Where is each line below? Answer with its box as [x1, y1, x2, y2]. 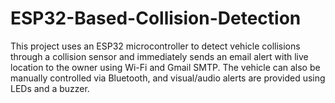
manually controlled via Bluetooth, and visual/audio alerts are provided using [10, 72, 326, 84]
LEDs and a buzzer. [10, 82, 90, 94]
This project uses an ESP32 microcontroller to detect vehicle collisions [10, 40, 301, 52]
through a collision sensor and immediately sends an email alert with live [10, 50, 309, 62]
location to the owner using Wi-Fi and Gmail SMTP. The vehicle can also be [10, 61, 321, 73]
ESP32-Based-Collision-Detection [10, 7, 302, 30]
